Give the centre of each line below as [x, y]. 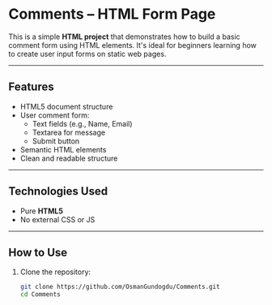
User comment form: [55, 115]
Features [31, 87]
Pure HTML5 [41, 211]
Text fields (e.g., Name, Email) [82, 123]
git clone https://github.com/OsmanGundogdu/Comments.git [120, 287]
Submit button [56, 141]
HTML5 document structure [66, 106]
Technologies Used [58, 191]
